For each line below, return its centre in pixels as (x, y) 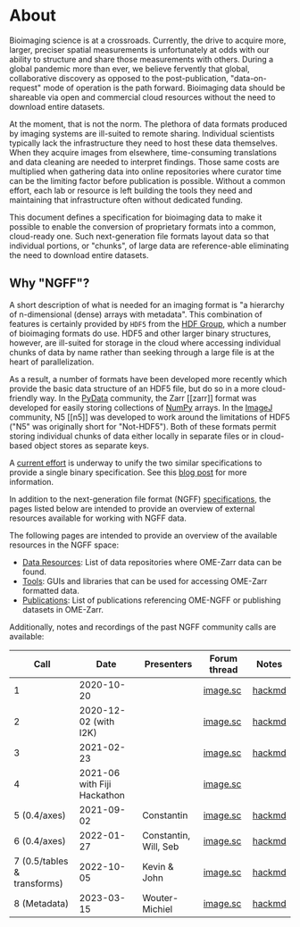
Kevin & (158, 866)
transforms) (39, 883)
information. (32, 481)
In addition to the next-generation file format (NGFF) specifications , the (140, 499)
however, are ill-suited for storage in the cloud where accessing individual (145, 342)
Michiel (158, 909)
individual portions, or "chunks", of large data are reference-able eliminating (149, 246)
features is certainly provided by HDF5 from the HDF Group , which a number (148, 323)
